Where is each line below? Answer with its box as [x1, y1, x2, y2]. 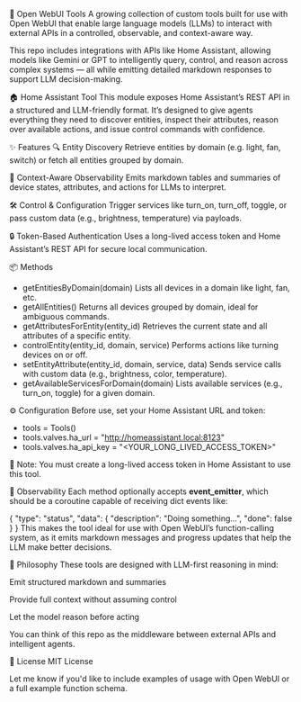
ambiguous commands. [22, 311, 110, 321]
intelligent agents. [9, 639, 75, 649]
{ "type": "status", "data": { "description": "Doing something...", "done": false [9, 513, 293, 524]
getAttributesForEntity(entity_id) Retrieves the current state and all [22, 320, 268, 331]
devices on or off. [22, 349, 88, 360]
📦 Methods [9, 262, 54, 272]
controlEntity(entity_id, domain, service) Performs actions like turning [22, 340, 279, 350]
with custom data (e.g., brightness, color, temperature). [22, 369, 227, 379]
